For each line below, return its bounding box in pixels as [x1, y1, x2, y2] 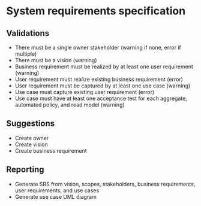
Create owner [14, 134, 49, 141]
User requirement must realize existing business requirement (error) [14, 76, 183, 83]
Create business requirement [14, 147, 87, 154]
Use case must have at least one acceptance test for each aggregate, [14, 95, 187, 102]
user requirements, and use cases [14, 187, 100, 194]
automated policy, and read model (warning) [14, 101, 125, 108]
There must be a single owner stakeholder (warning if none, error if [14, 44, 181, 51]
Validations [6, 28, 50, 38]
